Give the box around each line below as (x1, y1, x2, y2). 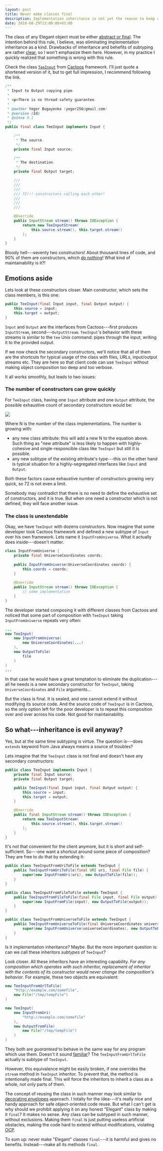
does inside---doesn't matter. (5, 539, 65, 545)
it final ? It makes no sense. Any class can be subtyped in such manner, (5, 1112, 149, 1117)
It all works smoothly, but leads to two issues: (5, 374, 96, 380)
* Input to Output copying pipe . (7, 88, 75, 93)
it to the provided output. (5, 339, 55, 345)
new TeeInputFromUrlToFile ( (5, 983, 62, 988)
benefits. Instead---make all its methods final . (5, 1142, 99, 1148)
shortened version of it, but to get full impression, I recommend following (5, 69, 151, 75)
